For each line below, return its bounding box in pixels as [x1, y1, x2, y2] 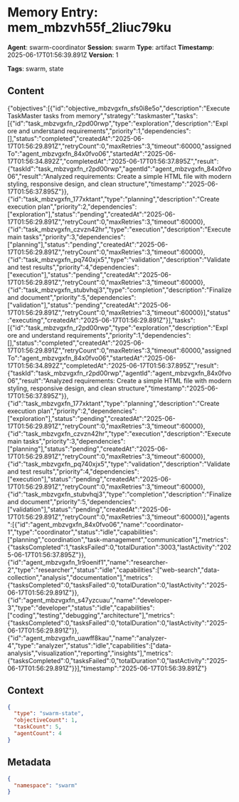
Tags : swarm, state [7, 64, 64, 73]
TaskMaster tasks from [7, 111, 75, 120]
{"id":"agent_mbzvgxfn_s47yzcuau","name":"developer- [7, 595, 173, 604]
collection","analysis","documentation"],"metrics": [7, 573, 153, 581]
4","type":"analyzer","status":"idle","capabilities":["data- [7, 641, 172, 650]
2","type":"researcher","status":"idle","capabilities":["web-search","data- [7, 566, 221, 574]
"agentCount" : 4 [14, 730, 62, 737]
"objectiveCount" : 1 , [14, 717, 78, 724]
